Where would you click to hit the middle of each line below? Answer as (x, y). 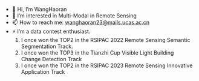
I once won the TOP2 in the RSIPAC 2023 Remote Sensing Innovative (107, 65)
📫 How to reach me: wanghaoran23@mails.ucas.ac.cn (81, 22)
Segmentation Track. (47, 46)
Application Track (43, 72)
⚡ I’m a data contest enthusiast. (51, 31)
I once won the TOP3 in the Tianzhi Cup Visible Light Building (97, 53)
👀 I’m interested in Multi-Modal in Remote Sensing (74, 16)
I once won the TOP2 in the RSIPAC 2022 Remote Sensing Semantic (106, 40)
